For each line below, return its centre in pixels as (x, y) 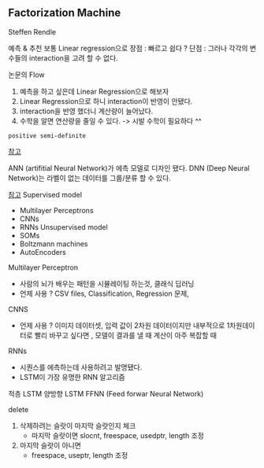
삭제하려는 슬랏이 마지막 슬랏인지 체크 (78, 426)
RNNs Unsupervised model (63, 227)
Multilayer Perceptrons (56, 210)
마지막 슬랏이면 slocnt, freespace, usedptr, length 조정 (118, 435)
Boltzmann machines (54, 244)
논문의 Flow (26, 75)
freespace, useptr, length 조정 (80, 455)
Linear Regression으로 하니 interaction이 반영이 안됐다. (106, 101)
